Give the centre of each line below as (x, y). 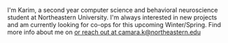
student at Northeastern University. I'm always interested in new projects (112, 17)
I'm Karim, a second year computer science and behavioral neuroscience (113, 10)
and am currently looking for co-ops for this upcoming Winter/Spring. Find (114, 25)
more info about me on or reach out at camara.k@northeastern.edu (104, 32)
